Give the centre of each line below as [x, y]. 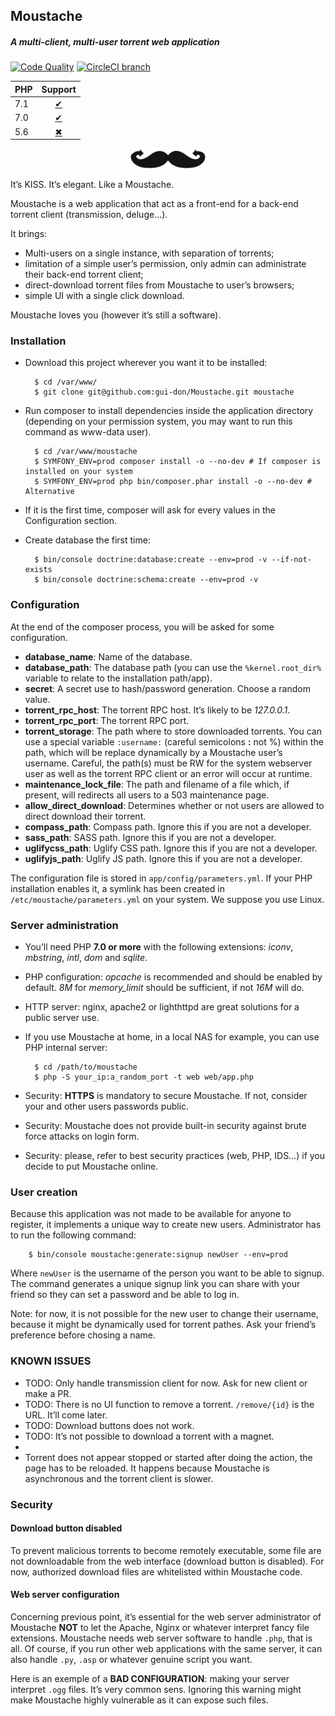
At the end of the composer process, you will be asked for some [142, 626]
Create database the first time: [87, 540]
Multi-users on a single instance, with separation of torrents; [149, 253]
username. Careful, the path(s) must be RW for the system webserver [168, 763]
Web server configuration [65, 1595]
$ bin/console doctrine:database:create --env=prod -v [151, 560]
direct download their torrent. [85, 816]
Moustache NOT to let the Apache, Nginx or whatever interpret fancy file [160, 1627]
